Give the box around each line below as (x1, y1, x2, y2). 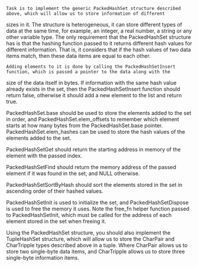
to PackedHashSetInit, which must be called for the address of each (6, 212, 172, 218)
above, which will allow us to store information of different (6, 11, 165, 17)
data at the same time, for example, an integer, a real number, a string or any (6, 27, 192, 34)
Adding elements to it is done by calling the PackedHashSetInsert (6, 64, 176, 70)
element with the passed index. (6, 152, 83, 159)
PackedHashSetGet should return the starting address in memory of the (6, 146, 181, 153)
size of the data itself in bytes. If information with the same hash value (6, 80, 177, 86)
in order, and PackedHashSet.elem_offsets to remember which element (6, 116, 179, 123)
